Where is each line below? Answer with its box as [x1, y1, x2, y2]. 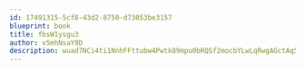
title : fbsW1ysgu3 [9, 30, 79, 39]
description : [9, 47, 59, 56]
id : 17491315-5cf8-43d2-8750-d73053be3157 [9, 13, 172, 22]
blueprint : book [9, 22, 71, 30]
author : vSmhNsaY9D [9, 38, 84, 47]
